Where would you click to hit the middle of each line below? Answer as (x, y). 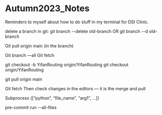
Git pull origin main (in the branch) (40, 46)
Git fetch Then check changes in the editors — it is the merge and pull (75, 88)
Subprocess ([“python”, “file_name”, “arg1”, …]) (52, 98)
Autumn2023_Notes (47, 8)
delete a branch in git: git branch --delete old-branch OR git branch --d (77, 31)
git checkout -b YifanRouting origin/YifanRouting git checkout (67, 65)
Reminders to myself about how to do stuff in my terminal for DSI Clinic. (77, 22)
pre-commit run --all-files (31, 107)
